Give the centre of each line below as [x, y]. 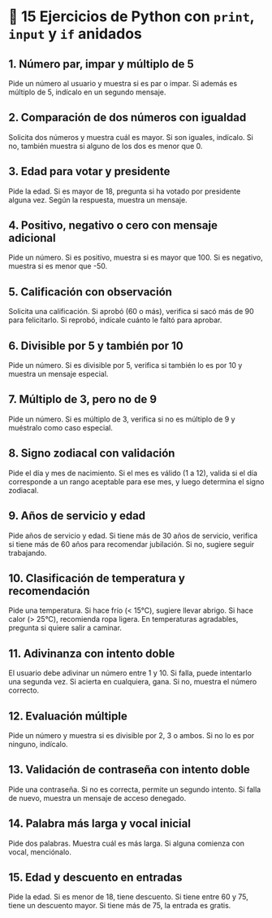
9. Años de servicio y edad [77, 516]
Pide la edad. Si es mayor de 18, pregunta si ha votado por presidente [125, 191]
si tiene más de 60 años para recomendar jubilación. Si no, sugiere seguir [132, 544]
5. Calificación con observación [91, 292]
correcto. [24, 690]
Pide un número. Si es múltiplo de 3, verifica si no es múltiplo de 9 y [122, 419]
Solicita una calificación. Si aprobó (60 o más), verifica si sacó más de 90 [131, 312]
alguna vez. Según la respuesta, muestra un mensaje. [98, 199]
